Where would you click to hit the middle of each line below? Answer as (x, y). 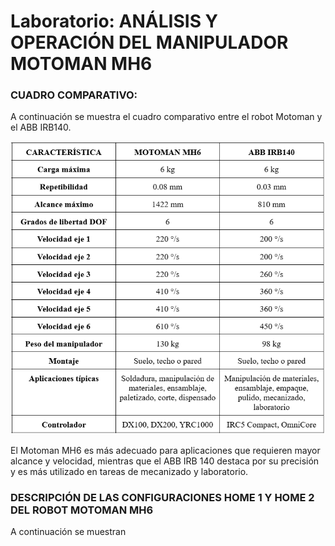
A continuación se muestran (68, 531)
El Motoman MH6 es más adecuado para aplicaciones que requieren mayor (165, 450)
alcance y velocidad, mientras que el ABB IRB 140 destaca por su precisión (165, 461)
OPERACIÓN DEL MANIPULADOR (149, 42)
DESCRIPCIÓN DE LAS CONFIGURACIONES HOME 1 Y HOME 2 (162, 497)
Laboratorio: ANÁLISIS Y (114, 21)
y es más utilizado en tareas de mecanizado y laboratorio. (129, 471)
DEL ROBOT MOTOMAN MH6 (82, 510)
